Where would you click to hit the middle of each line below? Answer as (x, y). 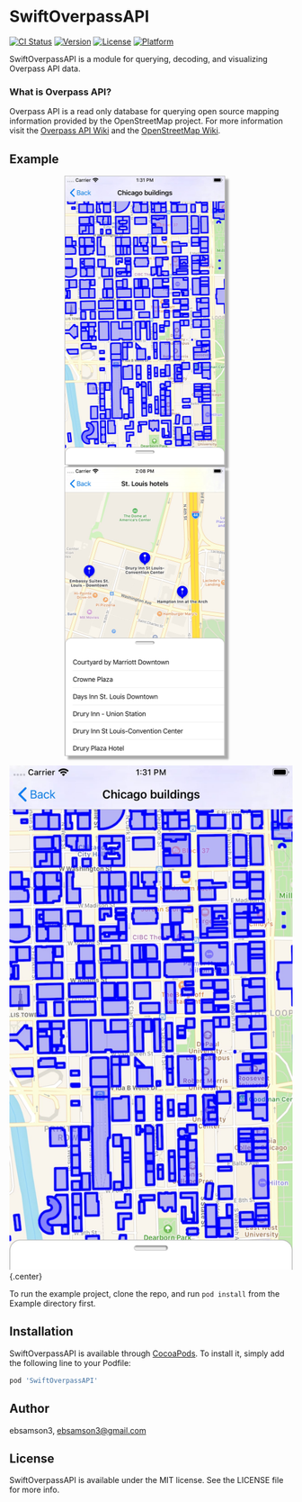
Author (29, 1409)
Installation (41, 1331)
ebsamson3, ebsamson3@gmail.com (78, 1430)
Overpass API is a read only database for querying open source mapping (144, 112)
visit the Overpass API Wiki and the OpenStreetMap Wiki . (115, 131)
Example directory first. (53, 1304)
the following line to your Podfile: (71, 1362)
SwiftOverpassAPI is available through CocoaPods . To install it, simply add (147, 1353)
